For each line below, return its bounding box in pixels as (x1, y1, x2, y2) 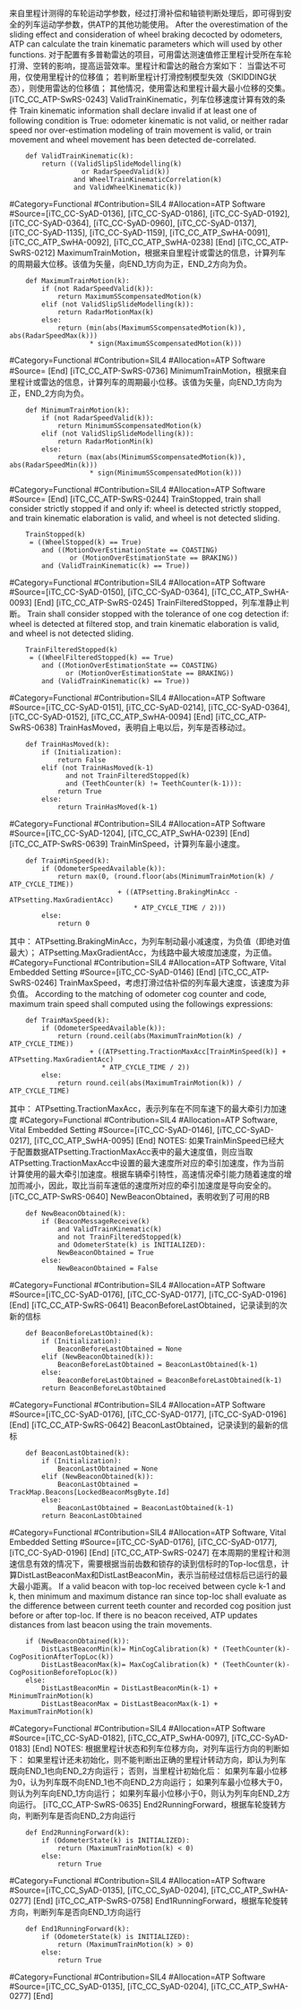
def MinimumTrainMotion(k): (25, 406, 130, 415)
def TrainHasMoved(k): (25, 740, 110, 749)
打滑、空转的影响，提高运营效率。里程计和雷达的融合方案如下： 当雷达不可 (9, 61, 287, 71)
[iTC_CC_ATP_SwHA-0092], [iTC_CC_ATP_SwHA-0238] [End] (9, 236, 236, 247)
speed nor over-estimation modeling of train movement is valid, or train (9, 124, 271, 135)
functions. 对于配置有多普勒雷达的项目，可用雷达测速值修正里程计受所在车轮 (9, 49, 292, 60)
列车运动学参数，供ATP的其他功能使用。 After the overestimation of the (24, 19, 288, 30)
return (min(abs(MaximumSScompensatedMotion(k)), (56, 323, 246, 332)
